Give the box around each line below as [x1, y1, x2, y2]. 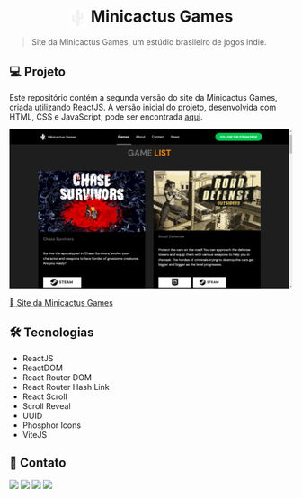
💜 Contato [9, 456, 67, 471]
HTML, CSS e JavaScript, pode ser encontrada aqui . [9, 111, 204, 122]
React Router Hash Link [22, 381, 110, 392]
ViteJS [22, 429, 48, 440]
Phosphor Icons [22, 420, 82, 431]
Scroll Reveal [22, 400, 71, 411]
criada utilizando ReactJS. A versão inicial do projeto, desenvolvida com [9, 102, 277, 113]
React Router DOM [22, 371, 93, 383]
